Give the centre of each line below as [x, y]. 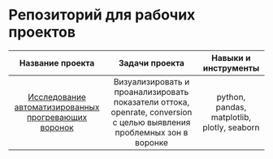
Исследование [57, 97]
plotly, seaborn [231, 127]
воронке [152, 142]
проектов [42, 32]
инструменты [231, 68]
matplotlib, [231, 117]
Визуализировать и [152, 81]
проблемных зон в [152, 132]
